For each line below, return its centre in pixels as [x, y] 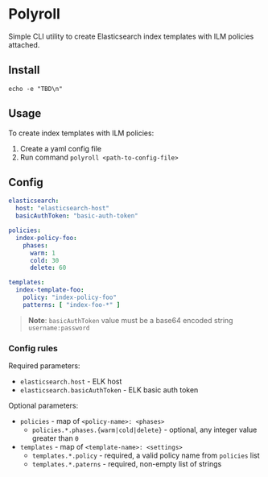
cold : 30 [44, 260]
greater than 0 [55, 438]
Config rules [33, 348]
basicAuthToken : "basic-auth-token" [77, 216]
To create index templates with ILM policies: [81, 133]
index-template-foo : [50, 290]
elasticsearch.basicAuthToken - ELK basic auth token [109, 390]
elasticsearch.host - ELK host [71, 382]
